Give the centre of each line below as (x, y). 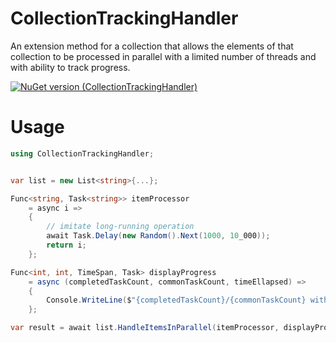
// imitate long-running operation (120, 227)
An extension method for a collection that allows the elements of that (152, 46)
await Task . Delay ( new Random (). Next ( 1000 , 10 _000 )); (158, 236)
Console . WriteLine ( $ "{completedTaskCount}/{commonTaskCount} (176, 300)
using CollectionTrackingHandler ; (82, 153)
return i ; (66, 245)
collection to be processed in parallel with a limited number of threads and (163, 56)
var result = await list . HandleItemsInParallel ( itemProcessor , (145, 328)
